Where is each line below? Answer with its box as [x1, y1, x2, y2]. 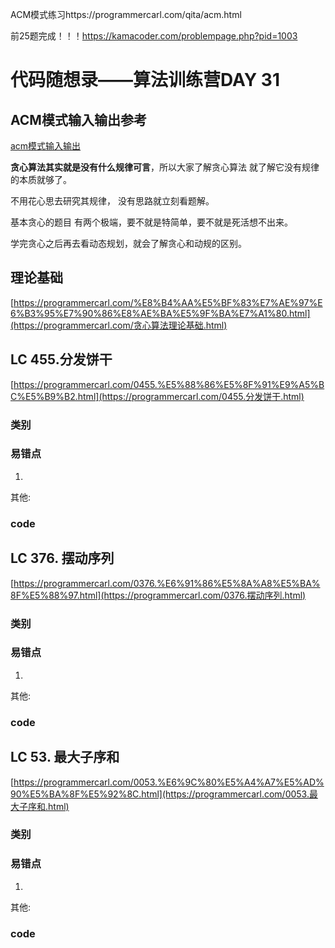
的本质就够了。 [10, 174, 72, 185]
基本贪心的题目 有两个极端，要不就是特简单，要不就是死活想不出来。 [10, 216, 293, 228]
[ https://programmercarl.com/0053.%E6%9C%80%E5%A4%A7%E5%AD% [10, 776, 325, 788]
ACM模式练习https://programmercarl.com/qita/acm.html [10, 9, 242, 20]
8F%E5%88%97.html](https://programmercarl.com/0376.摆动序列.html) [10, 589, 307, 601]
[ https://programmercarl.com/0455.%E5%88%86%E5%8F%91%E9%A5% [10, 378, 320, 390]
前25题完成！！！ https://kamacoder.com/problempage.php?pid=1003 [10, 30, 298, 42]
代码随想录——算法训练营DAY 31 [10, 69, 280, 92]
